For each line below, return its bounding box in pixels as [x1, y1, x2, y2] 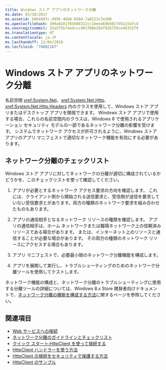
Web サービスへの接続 [12, 328, 58, 334]
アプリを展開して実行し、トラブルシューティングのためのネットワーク [12, 263, 156, 269]
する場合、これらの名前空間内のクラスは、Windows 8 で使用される [5, 115, 142, 122]
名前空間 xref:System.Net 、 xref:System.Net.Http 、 [5, 97, 109, 103]
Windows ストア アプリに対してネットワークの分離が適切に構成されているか [5, 171, 161, 177]
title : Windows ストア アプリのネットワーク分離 [5, 7, 96, 12]
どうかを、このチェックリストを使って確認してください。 [5, 177, 122, 183]
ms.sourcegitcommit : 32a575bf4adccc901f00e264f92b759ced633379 [5, 26, 139, 31]
